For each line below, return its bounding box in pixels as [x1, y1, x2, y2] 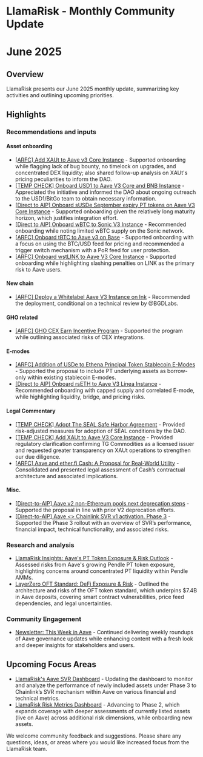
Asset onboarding [6, 143, 53, 150]
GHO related [6, 313, 38, 321]
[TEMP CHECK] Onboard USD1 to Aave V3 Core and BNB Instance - [15, 182, 185, 189]
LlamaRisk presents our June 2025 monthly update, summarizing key [6, 85, 179, 92]
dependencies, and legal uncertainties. [15, 600, 113, 607]
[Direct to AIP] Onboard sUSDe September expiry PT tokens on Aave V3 [15, 201, 195, 208]
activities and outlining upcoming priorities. [6, 92, 114, 99]
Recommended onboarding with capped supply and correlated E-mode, [15, 387, 195, 394]
